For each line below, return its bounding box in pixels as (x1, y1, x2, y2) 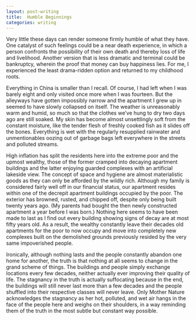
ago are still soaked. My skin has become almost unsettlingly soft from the (6, 116, 186, 123)
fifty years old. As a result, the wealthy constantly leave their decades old (6, 221, 184, 228)
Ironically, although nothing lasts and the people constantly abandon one (6, 251, 183, 258)
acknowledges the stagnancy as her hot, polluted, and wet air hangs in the (6, 295, 187, 302)
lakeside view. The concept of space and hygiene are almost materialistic (6, 171, 183, 178)
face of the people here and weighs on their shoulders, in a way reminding (6, 301, 186, 308)
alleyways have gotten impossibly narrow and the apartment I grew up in (6, 97, 182, 104)
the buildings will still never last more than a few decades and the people (6, 282, 182, 289)
